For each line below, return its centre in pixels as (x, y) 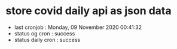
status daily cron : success (47, 40)
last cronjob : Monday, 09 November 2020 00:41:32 (78, 27)
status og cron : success (45, 33)
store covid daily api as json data (89, 11)
